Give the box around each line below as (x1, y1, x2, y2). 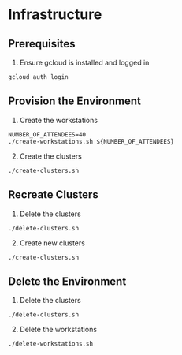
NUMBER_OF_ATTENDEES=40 (8, 130, 87, 139)
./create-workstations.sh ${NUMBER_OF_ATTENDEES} (8, 137, 175, 145)
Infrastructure (8, 6, 102, 24)
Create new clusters (19, 238, 85, 248)
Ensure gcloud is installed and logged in (19, 58, 150, 67)
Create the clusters (19, 151, 83, 161)
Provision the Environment (8, 95, 142, 108)
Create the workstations (19, 115, 98, 125)
